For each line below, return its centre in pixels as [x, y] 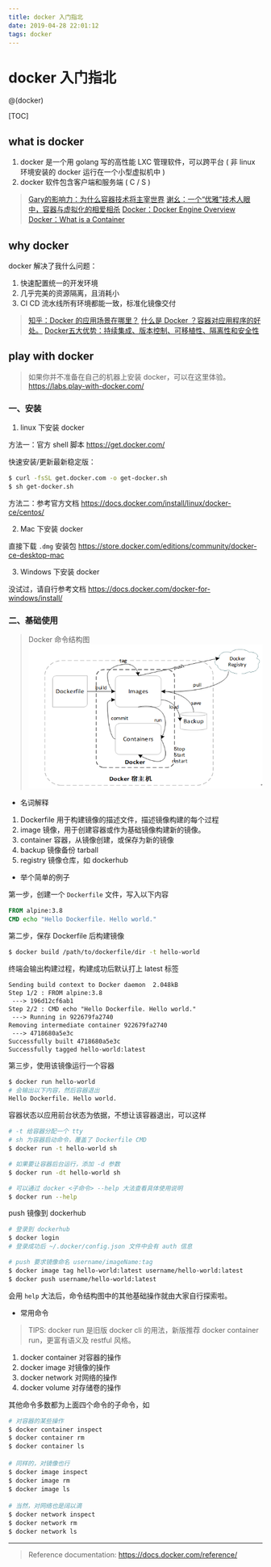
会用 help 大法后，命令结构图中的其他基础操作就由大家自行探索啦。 [120, 1296]
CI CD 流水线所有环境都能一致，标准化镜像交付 [98, 303]
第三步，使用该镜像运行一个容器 [61, 1065]
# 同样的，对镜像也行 [39, 1464]
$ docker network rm [43, 1523]
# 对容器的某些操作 [36, 1421]
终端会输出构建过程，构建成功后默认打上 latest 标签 [94, 968]
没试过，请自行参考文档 [47, 589]
